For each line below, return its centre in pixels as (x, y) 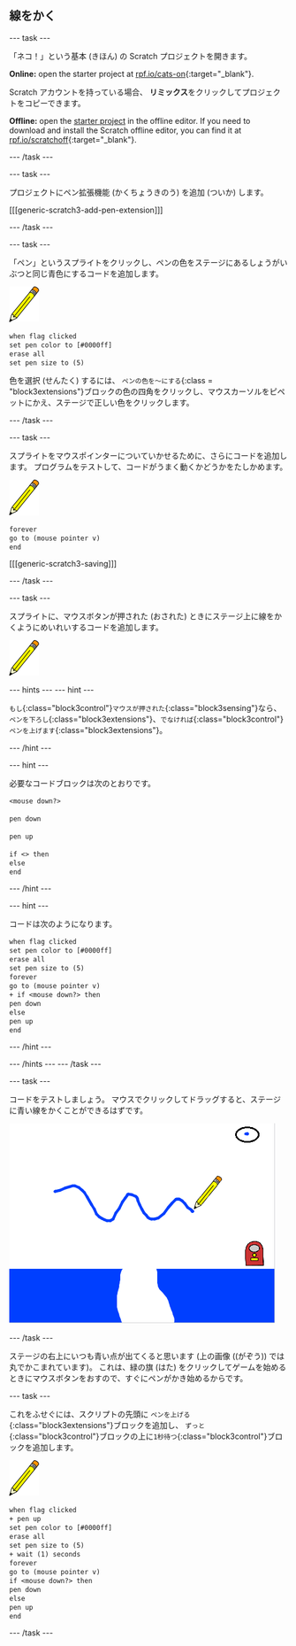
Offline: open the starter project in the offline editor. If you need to (130, 120)
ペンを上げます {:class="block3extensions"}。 (88, 730)
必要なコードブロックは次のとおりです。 (83, 783)
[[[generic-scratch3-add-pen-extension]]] (86, 210)
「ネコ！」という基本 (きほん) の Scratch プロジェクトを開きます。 (131, 56)
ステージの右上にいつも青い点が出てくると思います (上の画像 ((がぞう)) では (147, 1356)
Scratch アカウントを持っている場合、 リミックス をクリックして (126, 92)
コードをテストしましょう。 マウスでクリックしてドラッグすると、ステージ (145, 1099)
